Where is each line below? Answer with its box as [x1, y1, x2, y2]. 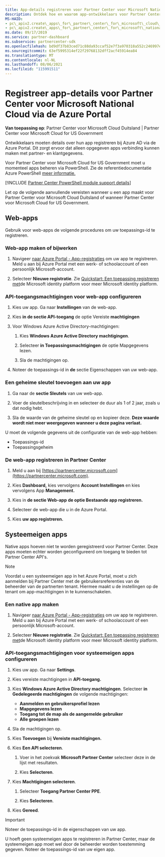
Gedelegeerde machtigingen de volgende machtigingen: [12, 691, 129, 697]
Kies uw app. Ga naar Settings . [12, 667, 76, 673]
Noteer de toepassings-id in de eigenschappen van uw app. [5, 826, 127, 832]
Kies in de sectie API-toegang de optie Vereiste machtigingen [12, 314, 140, 320]
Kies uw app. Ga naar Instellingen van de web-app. [12, 305, 117, 310]
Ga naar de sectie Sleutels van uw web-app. [12, 390, 103, 396]
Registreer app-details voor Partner [5, 88, 153, 99]
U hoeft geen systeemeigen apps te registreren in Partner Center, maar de [5, 836, 156, 842]
